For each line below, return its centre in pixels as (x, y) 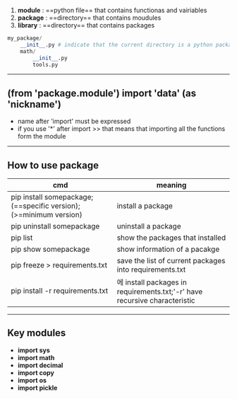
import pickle (37, 388)
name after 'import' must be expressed (74, 121)
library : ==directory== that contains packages (86, 25)
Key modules (37, 333)
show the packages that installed (171, 238)
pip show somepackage (50, 249)
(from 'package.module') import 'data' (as (102, 93)
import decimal (40, 365)
